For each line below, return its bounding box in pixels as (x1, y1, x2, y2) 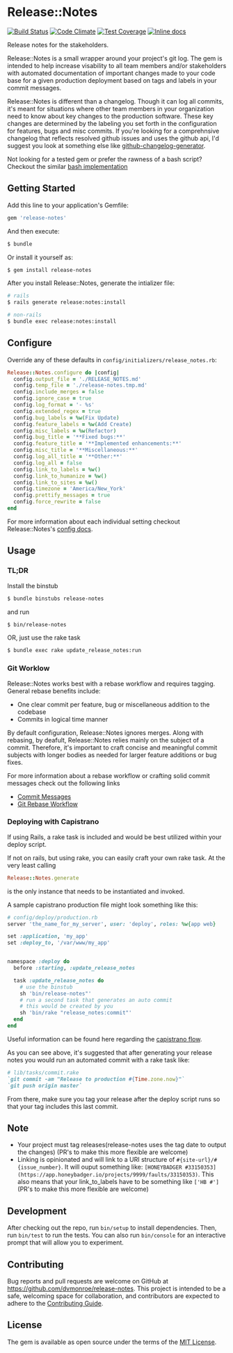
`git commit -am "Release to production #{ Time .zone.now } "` (7, 1076, 186, 1083)
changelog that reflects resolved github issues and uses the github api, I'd (7, 133, 220, 143)
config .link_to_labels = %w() (13, 466, 101, 473)
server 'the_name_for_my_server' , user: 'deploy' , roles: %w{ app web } (7, 921, 216, 927)
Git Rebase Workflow (17, 800, 78, 808)
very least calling (7, 861, 56, 869)
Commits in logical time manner (17, 715, 109, 723)
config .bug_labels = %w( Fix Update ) (13, 414, 120, 421)
